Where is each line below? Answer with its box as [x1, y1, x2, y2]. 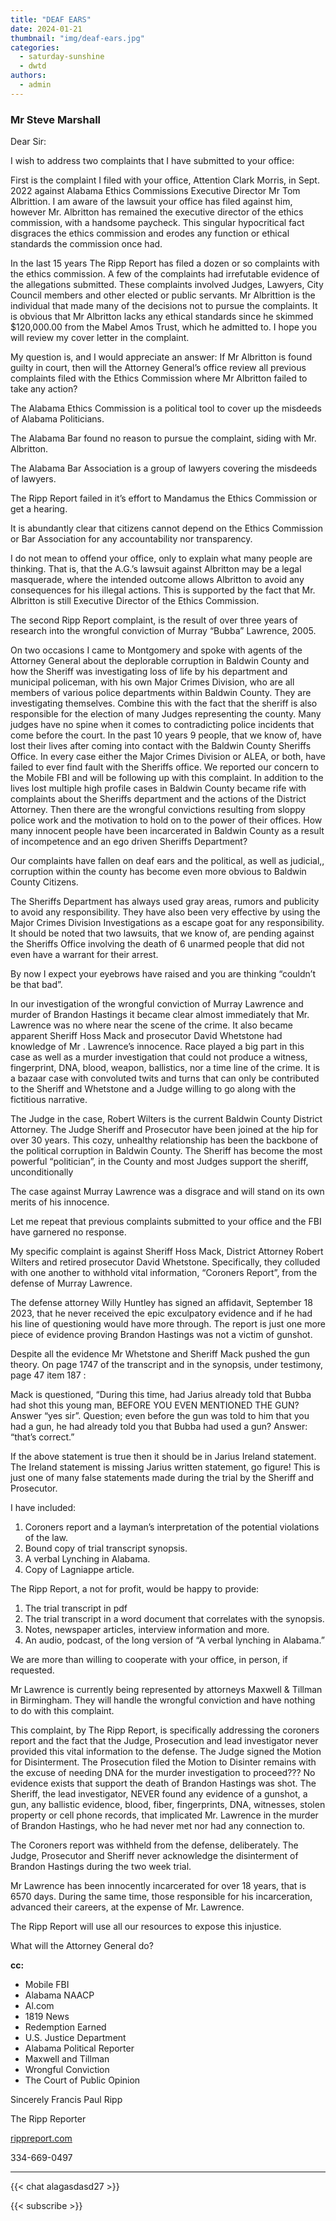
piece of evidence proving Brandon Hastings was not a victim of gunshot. [10, 1329, 313, 1341]
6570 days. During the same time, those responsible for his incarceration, [10, 1891, 313, 1903]
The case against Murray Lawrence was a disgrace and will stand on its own [10, 1186, 325, 1198]
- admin [19, 80, 52, 90]
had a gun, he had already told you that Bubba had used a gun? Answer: [10, 1421, 308, 1433]
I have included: [10, 1502, 76, 1514]
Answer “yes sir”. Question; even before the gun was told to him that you [10, 1410, 310, 1422]
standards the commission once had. [10, 238, 163, 250]
